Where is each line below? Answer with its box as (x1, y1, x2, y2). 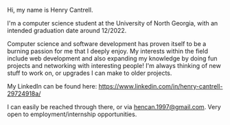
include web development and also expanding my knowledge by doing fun (7, 54, 218, 62)
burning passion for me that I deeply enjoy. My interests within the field (7, 47, 208, 55)
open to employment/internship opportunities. (7, 110, 137, 118)
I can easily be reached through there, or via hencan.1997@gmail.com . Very (7, 103, 221, 111)
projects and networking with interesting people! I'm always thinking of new (7, 62, 221, 69)
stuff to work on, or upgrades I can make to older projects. (7, 69, 172, 77)
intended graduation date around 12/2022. (7, 27, 127, 34)
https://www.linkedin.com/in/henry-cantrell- (98, 82, 223, 90)
